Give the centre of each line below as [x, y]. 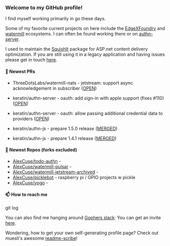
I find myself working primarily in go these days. [56, 19]
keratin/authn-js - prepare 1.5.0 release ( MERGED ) [65, 128]
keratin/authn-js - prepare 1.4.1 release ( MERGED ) [64, 138]
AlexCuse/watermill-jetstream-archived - [55, 172]
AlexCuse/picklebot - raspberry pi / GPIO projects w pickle [74, 177]
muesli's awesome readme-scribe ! [41, 238]
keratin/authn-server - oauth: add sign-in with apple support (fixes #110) [88, 98]
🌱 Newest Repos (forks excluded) [41, 150]
